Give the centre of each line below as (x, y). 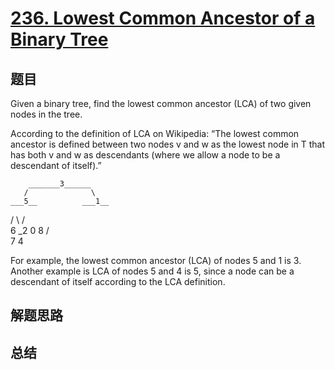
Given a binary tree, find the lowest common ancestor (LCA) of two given (161, 103)
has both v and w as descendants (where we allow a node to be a (145, 155)
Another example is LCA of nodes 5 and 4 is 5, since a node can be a (152, 271)
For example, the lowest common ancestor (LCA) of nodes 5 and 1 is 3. (156, 260)
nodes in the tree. (46, 114)
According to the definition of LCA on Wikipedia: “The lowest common (155, 133)
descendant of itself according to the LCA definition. (118, 281)
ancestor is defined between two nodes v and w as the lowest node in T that (168, 144)
